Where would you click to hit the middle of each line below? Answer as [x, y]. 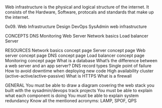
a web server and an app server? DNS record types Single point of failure [78, 66]
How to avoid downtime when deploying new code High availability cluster [79, 71]
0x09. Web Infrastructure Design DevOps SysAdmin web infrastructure [76, 27]
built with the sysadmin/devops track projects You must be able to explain [79, 90]
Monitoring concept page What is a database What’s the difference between [81, 61]
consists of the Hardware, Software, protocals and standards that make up [80, 12]
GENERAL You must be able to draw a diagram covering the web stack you [80, 85]
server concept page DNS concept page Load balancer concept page [75, 55]
